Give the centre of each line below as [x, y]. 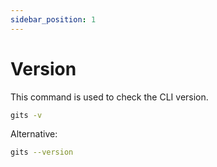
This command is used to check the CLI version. [109, 97]
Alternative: [34, 134]
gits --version [42, 152]
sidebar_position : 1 [53, 19]
